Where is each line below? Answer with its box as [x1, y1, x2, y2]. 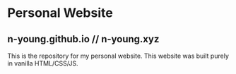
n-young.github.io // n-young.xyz [7, 33, 160, 45]
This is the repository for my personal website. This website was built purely [7, 51, 230, 60]
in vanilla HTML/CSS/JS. [7, 59, 78, 68]
